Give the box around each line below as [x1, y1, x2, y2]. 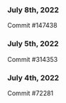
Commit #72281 [7, 89, 54, 97]
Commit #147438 [7, 21, 58, 30]
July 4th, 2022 [7, 72, 60, 82]
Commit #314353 [7, 55, 58, 63]
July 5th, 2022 [7, 39, 59, 49]
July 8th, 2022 [7, 5, 59, 15]
